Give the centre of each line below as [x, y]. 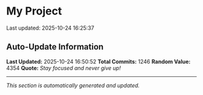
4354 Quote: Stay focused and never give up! [63, 68]
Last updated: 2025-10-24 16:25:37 [50, 28]
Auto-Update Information [55, 47]
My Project [34, 11]
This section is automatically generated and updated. [73, 85]
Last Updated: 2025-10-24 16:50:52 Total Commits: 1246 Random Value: [98, 61]
